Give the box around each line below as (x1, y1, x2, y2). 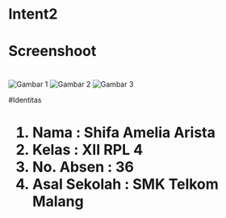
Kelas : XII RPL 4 (31, 140, 144, 159)
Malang (31, 192, 84, 211)
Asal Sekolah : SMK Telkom (31, 175, 220, 193)
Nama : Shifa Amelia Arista (31, 123, 216, 142)
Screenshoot (8, 42, 97, 61)
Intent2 (8, 5, 58, 24)
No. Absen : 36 (31, 157, 135, 176)
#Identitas (8, 95, 42, 105)
